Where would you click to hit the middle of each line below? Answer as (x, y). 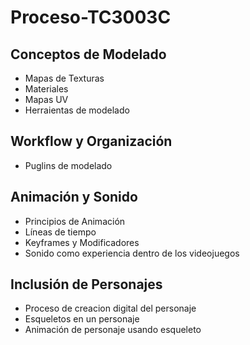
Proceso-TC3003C (91, 17)
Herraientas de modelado (77, 110)
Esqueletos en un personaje (82, 319)
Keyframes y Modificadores (82, 242)
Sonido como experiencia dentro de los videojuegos (132, 253)
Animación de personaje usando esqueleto (113, 330)
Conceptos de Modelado (88, 54)
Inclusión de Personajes (86, 284)
